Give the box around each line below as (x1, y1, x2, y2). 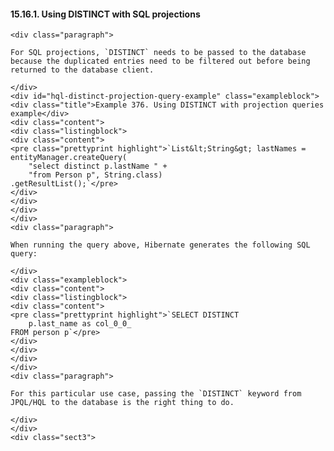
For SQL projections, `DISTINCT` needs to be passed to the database (10, 48, 307, 58)
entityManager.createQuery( (10, 153, 128, 163)
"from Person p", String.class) (28, 170, 163, 180)
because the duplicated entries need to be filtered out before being (10, 56, 311, 67)
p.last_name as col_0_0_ (28, 319, 132, 329)
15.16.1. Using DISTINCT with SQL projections (10, 8, 201, 20)
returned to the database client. (10, 65, 155, 75)
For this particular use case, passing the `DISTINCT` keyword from (10, 389, 302, 399)
